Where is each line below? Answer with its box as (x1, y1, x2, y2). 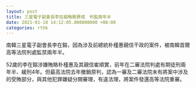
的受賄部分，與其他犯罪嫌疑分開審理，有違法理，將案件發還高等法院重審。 (6, 76, 185, 83)
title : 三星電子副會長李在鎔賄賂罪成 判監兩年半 (6, 14, 111, 20)
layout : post (6, 8, 38, 15)
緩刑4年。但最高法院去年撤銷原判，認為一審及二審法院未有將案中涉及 (21, 68, 188, 76)
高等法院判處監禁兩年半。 (6, 49, 68, 56)
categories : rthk (6, 24, 48, 31)
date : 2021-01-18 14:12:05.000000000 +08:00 (6, 19, 116, 25)
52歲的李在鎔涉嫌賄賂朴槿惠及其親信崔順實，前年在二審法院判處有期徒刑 (6, 61, 181, 68)
